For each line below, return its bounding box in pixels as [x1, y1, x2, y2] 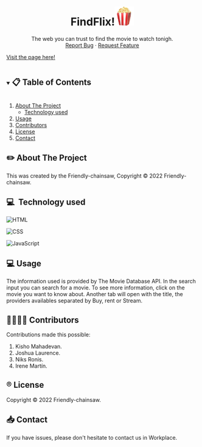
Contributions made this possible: [6, 331, 91, 338]
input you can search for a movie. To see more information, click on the [6, 284, 185, 291]
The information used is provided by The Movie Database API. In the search [6, 278, 197, 285]
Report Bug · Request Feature [65, 42, 139, 49]
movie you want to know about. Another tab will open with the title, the [6, 291, 184, 298]
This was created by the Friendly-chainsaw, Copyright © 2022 [6, 172, 163, 180]
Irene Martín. [15, 362, 47, 369]
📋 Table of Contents [12, 77, 92, 88]
